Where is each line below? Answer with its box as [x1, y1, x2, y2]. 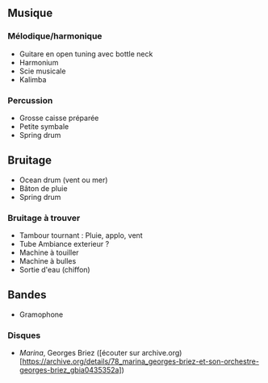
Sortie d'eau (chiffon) [19, 265, 90, 275]
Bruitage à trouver [7, 212, 81, 223]
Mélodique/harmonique [7, 31, 103, 42]
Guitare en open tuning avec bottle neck [19, 48, 153, 59]
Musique [7, 6, 53, 20]
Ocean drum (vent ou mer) [19, 175, 108, 185]
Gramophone [19, 310, 64, 319]
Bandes [7, 288, 47, 302]
